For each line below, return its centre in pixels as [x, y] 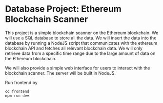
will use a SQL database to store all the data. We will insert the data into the [81, 38]
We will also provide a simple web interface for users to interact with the [78, 68]
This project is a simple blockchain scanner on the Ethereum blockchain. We [82, 33]
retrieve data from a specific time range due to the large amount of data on [80, 53]
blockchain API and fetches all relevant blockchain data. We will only [74, 48]
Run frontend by [21, 82]
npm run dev [17, 96]
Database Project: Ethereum [63, 9]
